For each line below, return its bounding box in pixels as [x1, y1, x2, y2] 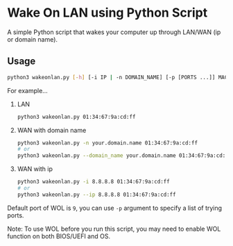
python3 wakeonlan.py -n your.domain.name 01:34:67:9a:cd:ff [17, 139, 198, 147]
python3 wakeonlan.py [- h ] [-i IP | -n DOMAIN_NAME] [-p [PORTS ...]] [7, 74, 216, 81]
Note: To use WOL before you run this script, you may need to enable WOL [7, 224, 221, 233]
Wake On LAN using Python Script [7, 5, 208, 21]
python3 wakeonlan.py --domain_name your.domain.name [17, 152, 176, 159]
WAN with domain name [17, 126, 87, 134]
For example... [7, 86, 49, 95]
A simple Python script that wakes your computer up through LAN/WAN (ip [7, 28, 221, 36]
